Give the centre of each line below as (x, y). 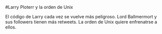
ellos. (11, 27)
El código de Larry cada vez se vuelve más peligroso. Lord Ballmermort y (81, 17)
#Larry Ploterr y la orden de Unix (39, 7)
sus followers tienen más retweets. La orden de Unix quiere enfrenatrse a (81, 22)
